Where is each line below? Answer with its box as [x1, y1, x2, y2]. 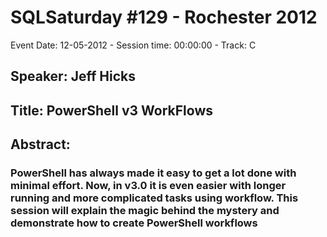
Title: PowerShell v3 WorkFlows [10, 102, 214, 119]
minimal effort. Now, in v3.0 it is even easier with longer [10, 179, 287, 193]
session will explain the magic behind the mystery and [10, 204, 280, 218]
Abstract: [10, 136, 71, 153]
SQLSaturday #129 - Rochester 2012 [10, 6, 318, 29]
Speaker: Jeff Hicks [10, 68, 136, 85]
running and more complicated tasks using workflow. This [10, 191, 299, 205]
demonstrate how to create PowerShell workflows [10, 216, 258, 230]
